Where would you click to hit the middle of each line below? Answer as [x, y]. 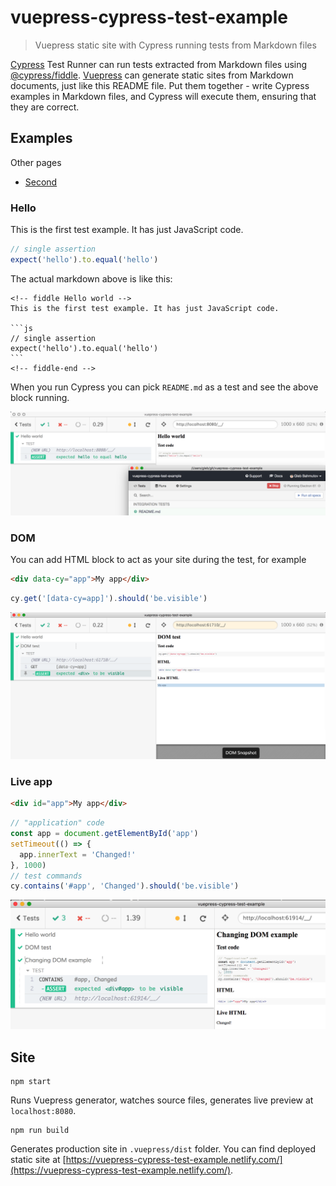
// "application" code [57, 823]
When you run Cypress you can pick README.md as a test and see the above [164, 387]
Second [41, 182]
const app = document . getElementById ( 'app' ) [104, 834]
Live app [31, 781]
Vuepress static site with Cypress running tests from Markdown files [175, 45]
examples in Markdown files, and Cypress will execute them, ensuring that [163, 96]
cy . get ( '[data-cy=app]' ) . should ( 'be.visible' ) [109, 599]
